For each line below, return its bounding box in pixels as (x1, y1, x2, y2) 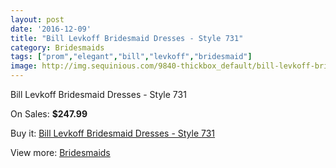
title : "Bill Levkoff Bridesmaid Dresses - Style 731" (10, 33, 244, 43)
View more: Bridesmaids (10, 147, 111, 158)
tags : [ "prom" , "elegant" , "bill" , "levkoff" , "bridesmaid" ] (10, 52, 253, 62)
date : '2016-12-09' (10, 24, 92, 34)
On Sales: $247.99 (10, 108, 88, 120)
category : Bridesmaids (10, 42, 105, 53)
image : (10, 61, 38, 71)
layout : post (10, 14, 65, 25)
